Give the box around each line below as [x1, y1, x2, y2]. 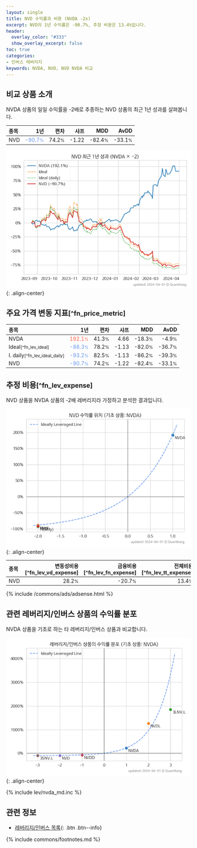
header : [6, 28, 25, 34]
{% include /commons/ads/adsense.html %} [6, 590, 113, 597]
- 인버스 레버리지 [6, 59, 43, 65]
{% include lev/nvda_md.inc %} [6, 789, 82, 796]
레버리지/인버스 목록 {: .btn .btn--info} [14, 824, 103, 832]
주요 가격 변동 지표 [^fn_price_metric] [6, 308, 126, 318]
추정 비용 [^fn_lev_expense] [6, 380, 93, 390]
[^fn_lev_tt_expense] [141, 569, 193, 576]
